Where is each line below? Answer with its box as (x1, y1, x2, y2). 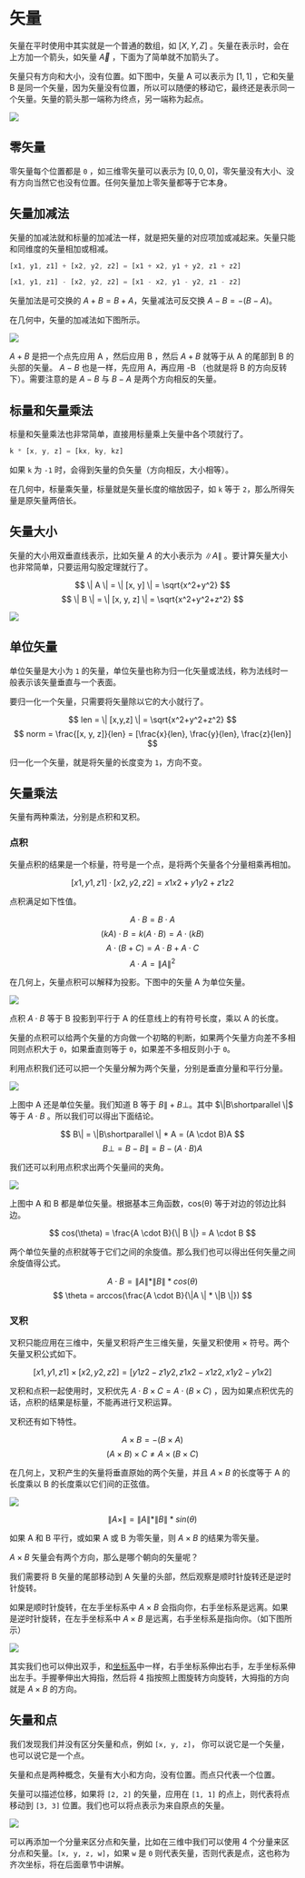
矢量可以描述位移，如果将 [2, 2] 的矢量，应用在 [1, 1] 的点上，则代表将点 (9, 1788, 290, 1799)
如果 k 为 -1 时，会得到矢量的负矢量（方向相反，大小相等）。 (9, 464, 234, 475)
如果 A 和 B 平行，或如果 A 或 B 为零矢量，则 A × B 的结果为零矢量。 (9, 1532, 265, 1543)
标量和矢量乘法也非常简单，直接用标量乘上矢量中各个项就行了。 (9, 429, 248, 440)
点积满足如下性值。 (9, 896, 82, 907)
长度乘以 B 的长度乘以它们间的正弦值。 (9, 1478, 155, 1489)
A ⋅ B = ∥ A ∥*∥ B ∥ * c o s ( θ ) (107, 1276, 198, 1287)
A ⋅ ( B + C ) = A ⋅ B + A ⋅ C (105, 942, 200, 953)
